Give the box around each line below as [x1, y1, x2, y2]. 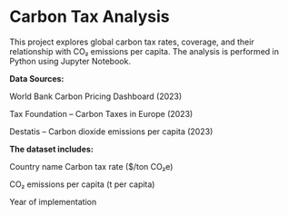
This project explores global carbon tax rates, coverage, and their [9, 36, 254, 47]
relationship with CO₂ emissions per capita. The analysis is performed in [9, 45, 280, 56]
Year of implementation [9, 196, 97, 207]
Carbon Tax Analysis [9, 6, 170, 27]
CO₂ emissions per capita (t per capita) [9, 179, 155, 190]
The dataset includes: [9, 143, 94, 154]
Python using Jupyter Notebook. [9, 55, 132, 66]
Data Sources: [9, 73, 65, 83]
